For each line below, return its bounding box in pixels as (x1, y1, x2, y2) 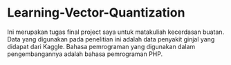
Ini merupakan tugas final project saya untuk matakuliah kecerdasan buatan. (7, 28, 225, 36)
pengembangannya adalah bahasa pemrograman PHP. (7, 50, 163, 58)
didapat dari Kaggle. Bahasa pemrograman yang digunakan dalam (7, 42, 196, 50)
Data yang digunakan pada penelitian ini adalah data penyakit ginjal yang (7, 35, 215, 43)
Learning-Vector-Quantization (7, 5, 185, 21)
